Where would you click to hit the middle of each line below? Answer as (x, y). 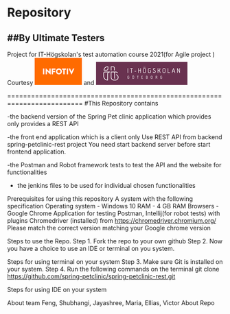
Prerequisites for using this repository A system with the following (100, 199)
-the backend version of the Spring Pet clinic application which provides (109, 117)
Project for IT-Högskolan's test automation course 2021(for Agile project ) (111, 54)
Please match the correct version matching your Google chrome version (109, 228)
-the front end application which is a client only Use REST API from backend (115, 137)
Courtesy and (51, 83)
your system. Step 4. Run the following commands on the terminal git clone (113, 269)
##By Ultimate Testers (56, 38)
